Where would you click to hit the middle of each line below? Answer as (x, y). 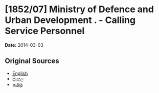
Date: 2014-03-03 (24, 45)
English (20, 73)
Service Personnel (45, 31)
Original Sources (32, 61)
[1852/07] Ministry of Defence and (79, 9)
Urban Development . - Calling (70, 20)
